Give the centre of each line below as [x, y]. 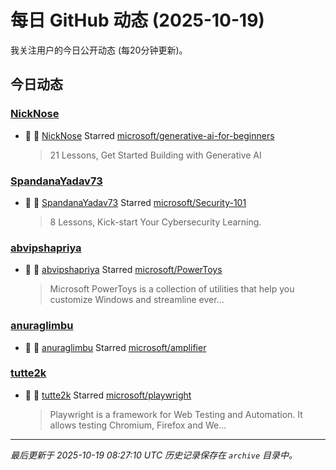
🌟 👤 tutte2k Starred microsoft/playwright [108, 395]
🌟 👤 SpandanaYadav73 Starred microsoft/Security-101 [135, 202]
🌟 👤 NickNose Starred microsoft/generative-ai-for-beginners [149, 135]
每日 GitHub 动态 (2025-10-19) [137, 20]
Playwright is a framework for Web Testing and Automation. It [176, 414]
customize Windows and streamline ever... [137, 300]
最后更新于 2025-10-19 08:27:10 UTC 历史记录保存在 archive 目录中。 [154, 455]
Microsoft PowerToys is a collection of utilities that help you [172, 289]
